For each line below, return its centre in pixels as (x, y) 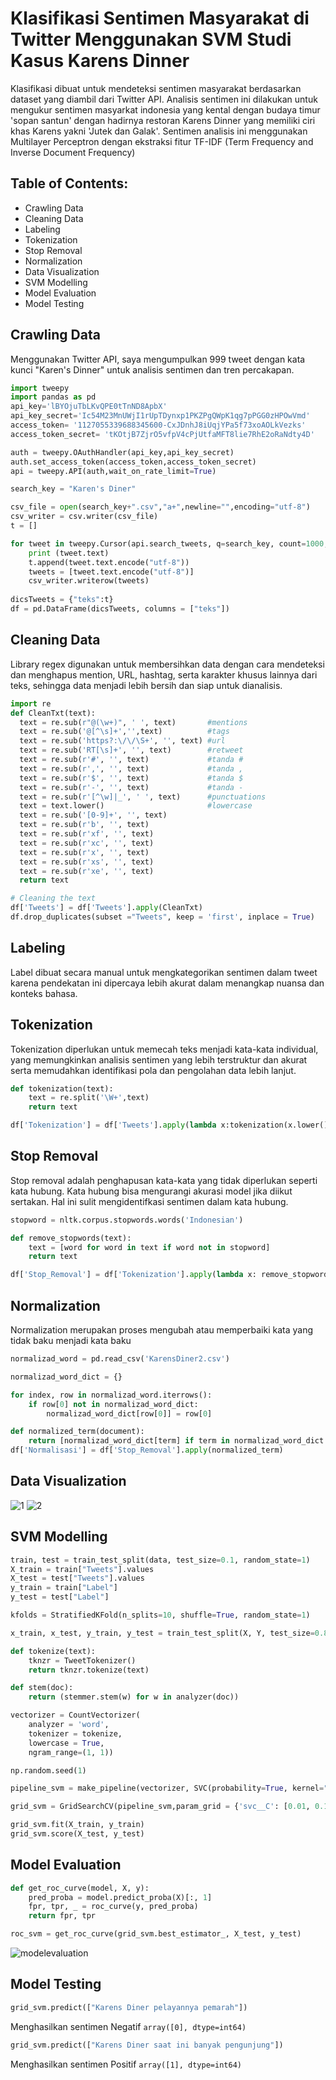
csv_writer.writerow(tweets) (89, 581)
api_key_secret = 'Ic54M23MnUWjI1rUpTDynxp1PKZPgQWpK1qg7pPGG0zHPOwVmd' (160, 416)
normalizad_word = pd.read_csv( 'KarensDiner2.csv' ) (120, 1359)
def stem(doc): (42, 1688)
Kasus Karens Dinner (100, 61)
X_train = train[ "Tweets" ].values (82, 1569)
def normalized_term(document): (77, 1432)
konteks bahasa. (44, 993)
